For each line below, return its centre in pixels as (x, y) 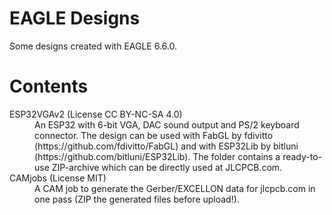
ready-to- (302, 156)
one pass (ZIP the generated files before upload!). (137, 199)
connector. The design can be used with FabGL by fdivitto (154, 135)
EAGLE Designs (75, 18)
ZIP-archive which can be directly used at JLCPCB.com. (167, 167)
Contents (49, 86)
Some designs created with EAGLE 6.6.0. (93, 46)
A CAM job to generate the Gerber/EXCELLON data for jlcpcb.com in (175, 188)
